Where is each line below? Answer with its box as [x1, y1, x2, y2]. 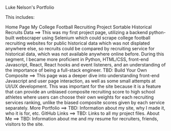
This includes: [5, 14, 35, 20]
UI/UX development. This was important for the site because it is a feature [5, 83, 161, 89]
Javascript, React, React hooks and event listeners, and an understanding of [5, 62, 166, 68]
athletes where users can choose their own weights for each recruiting [5, 94, 154, 100]
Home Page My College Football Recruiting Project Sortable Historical [5, 24, 152, 30]
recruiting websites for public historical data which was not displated [5, 40, 150, 46]
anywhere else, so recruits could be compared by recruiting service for [5, 46, 155, 51]
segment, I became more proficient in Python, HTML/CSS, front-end [5, 56, 149, 62]
